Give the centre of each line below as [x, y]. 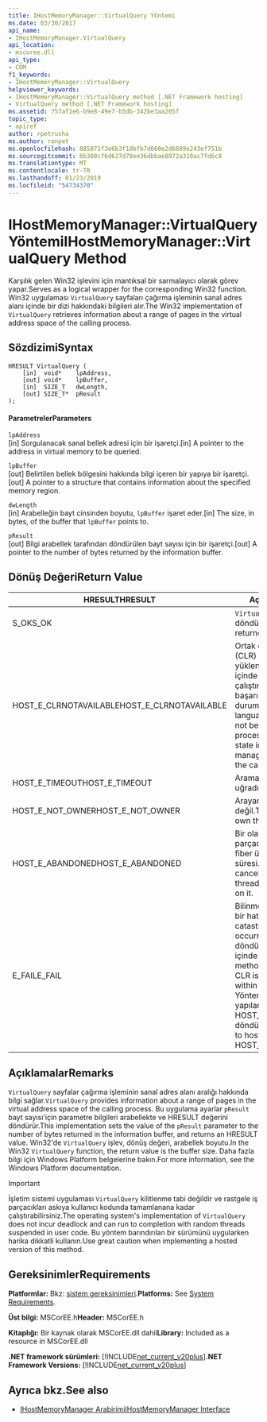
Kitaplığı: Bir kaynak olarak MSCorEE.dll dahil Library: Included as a [119, 1333]
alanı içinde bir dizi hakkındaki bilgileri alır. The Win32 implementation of [125, 306]
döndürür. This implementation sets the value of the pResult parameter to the [133, 1126]
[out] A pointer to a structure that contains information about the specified [130, 482]
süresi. [247, 863]
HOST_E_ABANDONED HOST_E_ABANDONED [97, 863]
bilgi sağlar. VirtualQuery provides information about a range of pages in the [132, 1100]
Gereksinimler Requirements [79, 1275]
